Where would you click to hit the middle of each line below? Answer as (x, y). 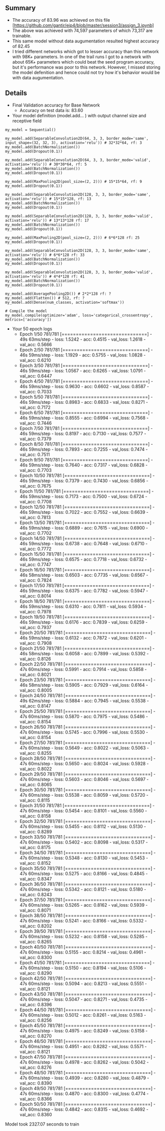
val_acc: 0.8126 (35, 659)
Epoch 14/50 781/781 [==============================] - (87, 538)
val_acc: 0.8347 (36, 879)
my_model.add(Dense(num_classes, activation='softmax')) (65, 302)
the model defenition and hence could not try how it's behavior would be (86, 72)
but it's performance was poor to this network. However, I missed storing (86, 67)
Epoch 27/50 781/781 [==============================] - (87, 742)
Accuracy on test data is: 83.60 (51, 110)
